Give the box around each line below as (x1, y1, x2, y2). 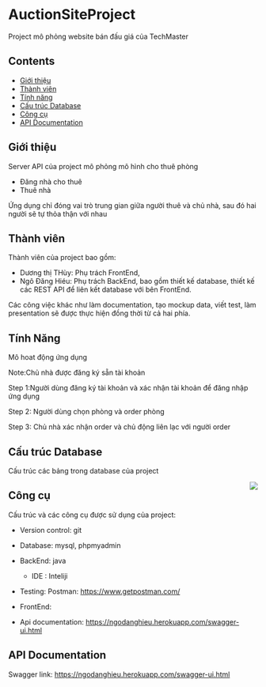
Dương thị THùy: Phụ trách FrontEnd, (19, 268, 140, 277)
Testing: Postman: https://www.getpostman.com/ (19, 587, 180, 596)
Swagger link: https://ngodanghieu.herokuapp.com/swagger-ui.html (8, 670, 230, 679)
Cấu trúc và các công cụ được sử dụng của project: (8, 510, 177, 519)
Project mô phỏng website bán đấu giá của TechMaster (8, 32, 188, 41)
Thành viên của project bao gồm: (8, 253, 116, 262)
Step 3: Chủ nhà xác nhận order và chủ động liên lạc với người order (8, 422, 231, 432)
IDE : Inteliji (31, 571, 68, 580)
